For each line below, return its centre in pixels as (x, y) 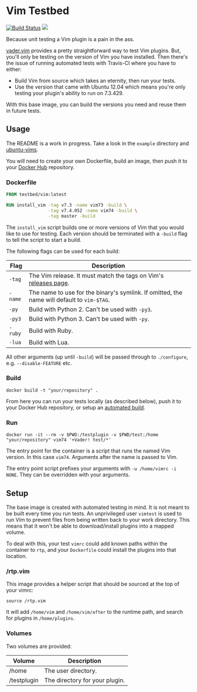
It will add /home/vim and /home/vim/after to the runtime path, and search (95, 612)
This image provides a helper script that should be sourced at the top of (93, 584)
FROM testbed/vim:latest (36, 195)
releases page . (49, 283)
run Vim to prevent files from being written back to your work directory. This (98, 519)
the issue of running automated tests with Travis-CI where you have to (91, 63)
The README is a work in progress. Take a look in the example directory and (98, 143)
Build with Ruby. (51, 330)
